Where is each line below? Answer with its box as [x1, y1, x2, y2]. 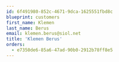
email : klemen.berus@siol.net [6, 31, 82, 37]
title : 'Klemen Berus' [6, 36, 62, 42]
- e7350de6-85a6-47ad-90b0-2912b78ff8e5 [11, 47, 113, 53]
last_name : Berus [6, 25, 49, 31]
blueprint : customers [6, 14, 60, 20]
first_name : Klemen [6, 19, 55, 25]
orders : [6, 42, 26, 48]
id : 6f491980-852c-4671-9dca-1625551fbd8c [6, 8, 113, 15]
